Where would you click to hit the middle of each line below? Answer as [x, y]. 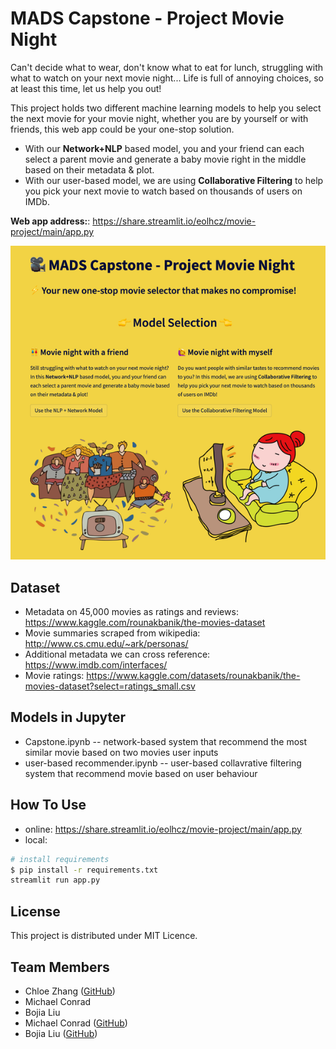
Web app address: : [50, 221]
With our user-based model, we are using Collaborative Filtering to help [174, 180]
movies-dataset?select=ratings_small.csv [110, 686]
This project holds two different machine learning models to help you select [166, 108]
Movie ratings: [54, 676]
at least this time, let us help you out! [86, 88]
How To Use [48, 805]
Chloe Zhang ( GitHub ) [70, 991]
